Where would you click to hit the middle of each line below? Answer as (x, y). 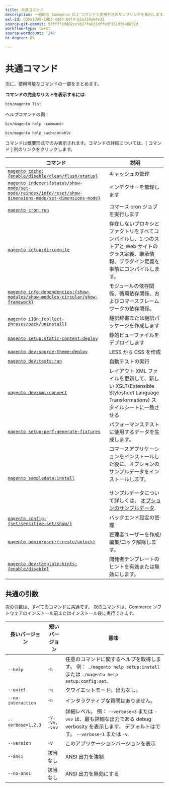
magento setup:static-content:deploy (53, 339)
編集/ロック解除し (130, 542)
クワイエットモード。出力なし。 (103, 690)
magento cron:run (28, 210)
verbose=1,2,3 (25, 725)
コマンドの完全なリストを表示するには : (46, 94)
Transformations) (130, 400)
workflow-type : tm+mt (28, 29)
